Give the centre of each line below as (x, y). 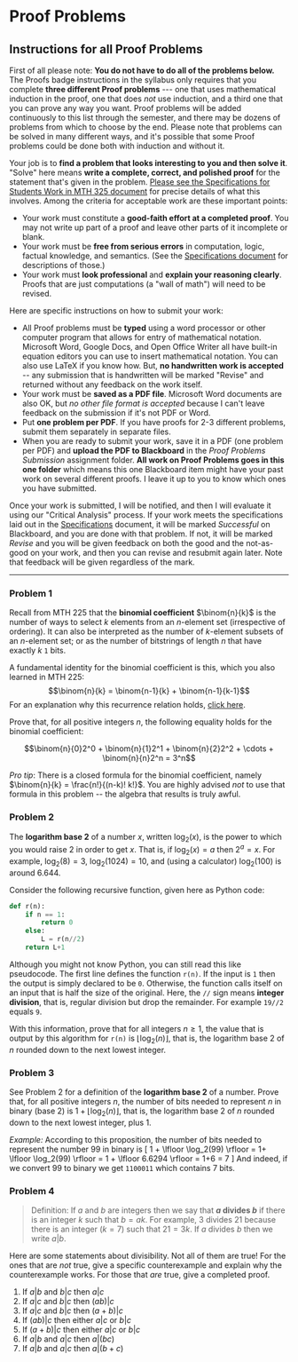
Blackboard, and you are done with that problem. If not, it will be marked (141, 534)
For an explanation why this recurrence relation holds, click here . (127, 705)
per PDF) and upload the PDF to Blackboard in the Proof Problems (144, 451)
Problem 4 (32, 1191)
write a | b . (48, 1239)
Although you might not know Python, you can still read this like (125, 964)
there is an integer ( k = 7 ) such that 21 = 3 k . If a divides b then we (152, 1229)
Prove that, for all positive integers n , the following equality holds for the (141, 722)
